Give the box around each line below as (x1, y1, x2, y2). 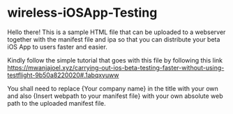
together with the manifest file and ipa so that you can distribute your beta (7, 35, 220, 43)
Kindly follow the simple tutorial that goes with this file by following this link (7, 56, 223, 64)
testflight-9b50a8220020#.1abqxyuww (7, 71, 119, 79)
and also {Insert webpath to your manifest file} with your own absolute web (7, 92, 223, 100)
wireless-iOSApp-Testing (7, 5, 158, 21)
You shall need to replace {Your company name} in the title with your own (7, 84, 218, 92)
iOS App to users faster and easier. (7, 42, 108, 51)
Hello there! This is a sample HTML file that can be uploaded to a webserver (7, 28, 226, 36)
